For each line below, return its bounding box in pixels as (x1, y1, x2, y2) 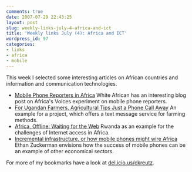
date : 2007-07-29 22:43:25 (6, 14, 72, 20)
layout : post (6, 19, 38, 25)
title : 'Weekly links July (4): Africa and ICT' (6, 31, 127, 36)
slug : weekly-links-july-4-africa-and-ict (6, 25, 112, 31)
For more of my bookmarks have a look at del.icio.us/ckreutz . (6, 159, 154, 166)
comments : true (6, 8, 43, 15)
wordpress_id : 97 (6, 36, 49, 42)
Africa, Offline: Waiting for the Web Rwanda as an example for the (14, 123, 174, 130)
